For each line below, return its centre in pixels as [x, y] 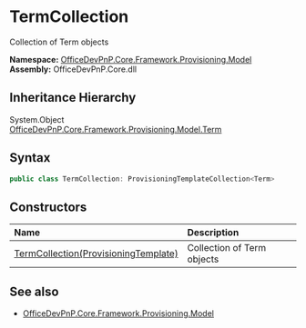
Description [213, 233]
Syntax [30, 158]
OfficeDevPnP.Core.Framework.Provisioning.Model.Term [116, 129]
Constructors [48, 207]
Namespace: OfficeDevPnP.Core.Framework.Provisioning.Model [131, 59]
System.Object [37, 119]
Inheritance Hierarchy [73, 98]
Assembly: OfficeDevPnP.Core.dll [73, 69]
